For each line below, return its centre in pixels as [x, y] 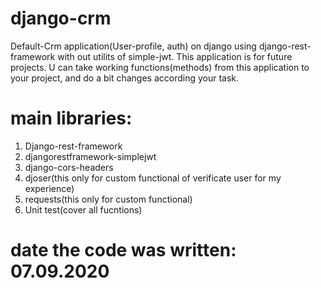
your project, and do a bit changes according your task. [125, 78]
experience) [49, 188]
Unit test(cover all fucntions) [83, 209]
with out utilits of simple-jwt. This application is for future [175, 56]
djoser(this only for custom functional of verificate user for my [153, 178]
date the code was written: [123, 250]
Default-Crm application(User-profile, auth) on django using [133, 46]
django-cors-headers [69, 167]
